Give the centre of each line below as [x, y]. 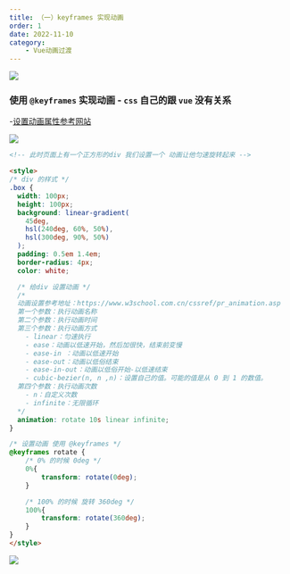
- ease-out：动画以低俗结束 [72, 362]
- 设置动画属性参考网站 [50, 121]
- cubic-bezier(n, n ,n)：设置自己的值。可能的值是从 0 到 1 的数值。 [146, 379]
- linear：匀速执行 [58, 337]
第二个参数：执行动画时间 [58, 320]
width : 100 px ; [43, 196]
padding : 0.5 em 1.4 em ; [59, 254]
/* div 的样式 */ [39, 179]
